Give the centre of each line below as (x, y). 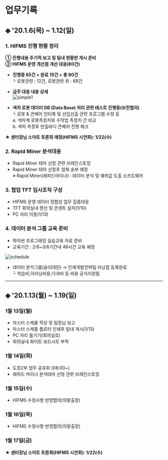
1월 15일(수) (19, 388)
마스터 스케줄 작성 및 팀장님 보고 (44, 323)
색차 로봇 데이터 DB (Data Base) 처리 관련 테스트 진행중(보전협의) (76, 107)
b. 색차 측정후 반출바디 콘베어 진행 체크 (50, 126)
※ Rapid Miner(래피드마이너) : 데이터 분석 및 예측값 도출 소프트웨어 (78, 176)
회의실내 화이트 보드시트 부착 (40, 342)
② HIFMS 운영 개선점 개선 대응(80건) (42, 64)
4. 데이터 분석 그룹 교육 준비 (37, 229)
